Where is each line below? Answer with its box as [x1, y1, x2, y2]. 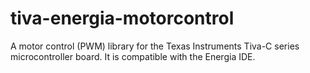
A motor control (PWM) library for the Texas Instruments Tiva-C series [10, 40, 300, 52]
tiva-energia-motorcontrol [10, 7, 235, 30]
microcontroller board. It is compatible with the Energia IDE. [10, 50, 256, 62]
